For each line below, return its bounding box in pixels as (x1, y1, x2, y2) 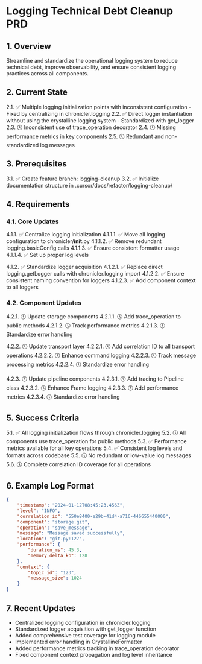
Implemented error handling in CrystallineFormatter (14, 638, 143, 645)
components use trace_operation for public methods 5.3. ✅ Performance (6, 438, 187, 445)
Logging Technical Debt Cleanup (6, 4, 174, 18)
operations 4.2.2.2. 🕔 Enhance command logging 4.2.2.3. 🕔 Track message (6, 352, 197, 359)
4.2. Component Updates (6, 299, 82, 307)
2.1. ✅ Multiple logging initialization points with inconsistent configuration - (6, 103, 192, 110)
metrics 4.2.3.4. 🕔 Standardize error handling (6, 393, 120, 400)
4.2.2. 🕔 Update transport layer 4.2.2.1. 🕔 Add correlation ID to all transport (6, 343, 195, 350)
